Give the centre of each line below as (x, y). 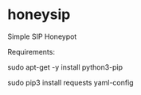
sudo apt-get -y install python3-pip (65, 67)
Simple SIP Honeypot (42, 36)
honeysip (39, 15)
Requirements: (31, 51)
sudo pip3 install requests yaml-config (70, 82)
